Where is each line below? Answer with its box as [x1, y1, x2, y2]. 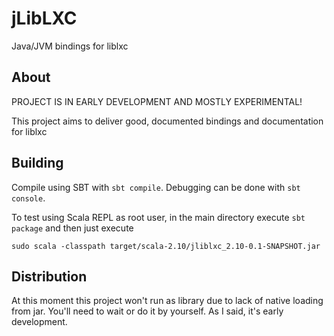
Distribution [11, 268, 88, 285]
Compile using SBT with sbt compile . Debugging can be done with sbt [11, 181, 301, 193]
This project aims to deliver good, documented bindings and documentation [11, 115, 324, 127]
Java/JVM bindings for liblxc [11, 40, 129, 52]
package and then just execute [11, 222, 134, 234]
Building [11, 155, 64, 172]
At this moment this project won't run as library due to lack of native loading [11, 295, 324, 307]
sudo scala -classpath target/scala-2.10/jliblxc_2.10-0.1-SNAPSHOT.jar [11, 241, 321, 251]
